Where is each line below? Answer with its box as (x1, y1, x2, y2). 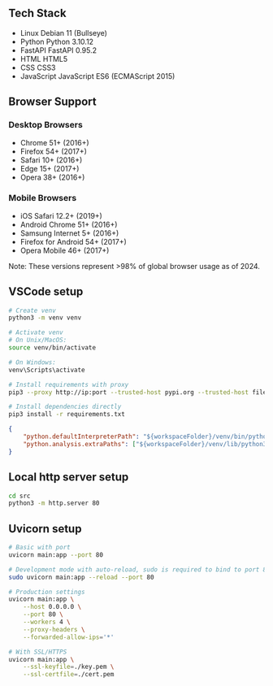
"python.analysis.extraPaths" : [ (23, 440, 136, 448)
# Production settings (8, 588, 85, 596)
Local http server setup (8, 471, 129, 484)
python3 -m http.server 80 (8, 499, 100, 507)
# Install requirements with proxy (8, 380, 129, 389)
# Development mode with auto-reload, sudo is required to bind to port (8, 565, 260, 574)
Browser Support (8, 95, 97, 109)
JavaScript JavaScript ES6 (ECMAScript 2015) (19, 71, 175, 80)
